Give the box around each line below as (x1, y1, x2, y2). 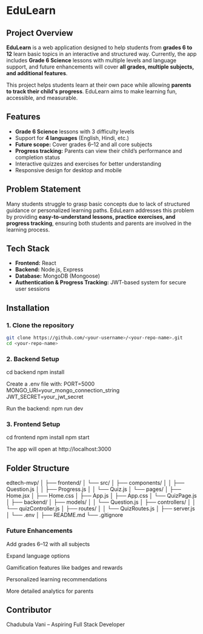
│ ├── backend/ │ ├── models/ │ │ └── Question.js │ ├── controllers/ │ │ (6, 498, 196, 506)
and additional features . (6, 70, 68, 76)
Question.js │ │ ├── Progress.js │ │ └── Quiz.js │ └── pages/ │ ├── (6, 486, 182, 493)
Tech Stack (6, 244, 50, 254)
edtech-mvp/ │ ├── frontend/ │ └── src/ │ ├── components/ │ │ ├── (6, 479, 185, 487)
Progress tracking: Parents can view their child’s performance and (15, 147, 182, 155)
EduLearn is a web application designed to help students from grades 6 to (6, 44, 193, 51)
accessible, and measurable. (6, 95, 78, 101)
